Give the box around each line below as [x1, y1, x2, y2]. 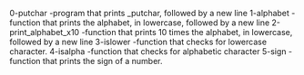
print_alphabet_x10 [9, 27, 80, 37]
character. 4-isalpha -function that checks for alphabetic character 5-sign [9, 46, 287, 57]
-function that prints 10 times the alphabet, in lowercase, [81, 27, 293, 37]
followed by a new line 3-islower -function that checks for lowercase [9, 36, 267, 47]
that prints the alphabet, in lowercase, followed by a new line [42, 17, 270, 28]
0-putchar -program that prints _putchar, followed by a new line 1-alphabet [9, 8, 289, 18]
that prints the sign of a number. [42, 56, 163, 66]
